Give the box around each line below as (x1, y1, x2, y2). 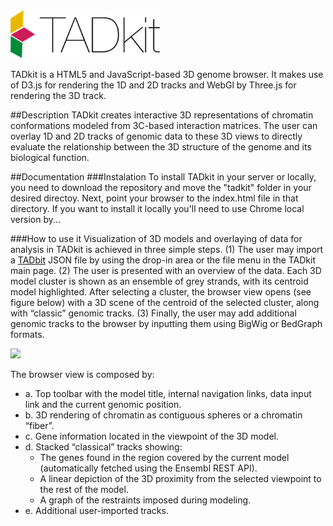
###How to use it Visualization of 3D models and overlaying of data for (10, 232, 303, 244)
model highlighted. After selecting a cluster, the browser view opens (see (10, 285, 312, 298)
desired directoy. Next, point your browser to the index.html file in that (10, 192, 299, 204)
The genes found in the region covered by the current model (39, 451, 290, 463)
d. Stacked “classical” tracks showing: (24, 440, 183, 453)
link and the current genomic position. (24, 398, 182, 410)
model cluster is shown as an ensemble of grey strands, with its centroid (10, 275, 309, 287)
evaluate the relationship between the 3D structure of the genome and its (10, 140, 312, 153)
